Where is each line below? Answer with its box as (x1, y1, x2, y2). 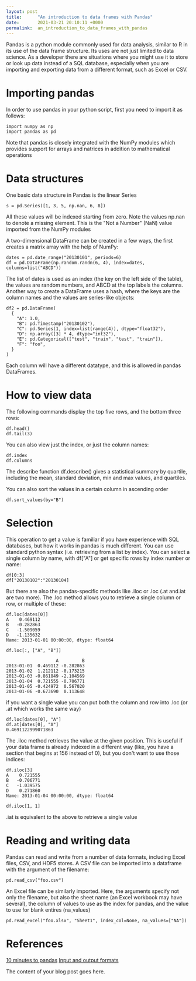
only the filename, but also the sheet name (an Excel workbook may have (6, 893, 183, 901)
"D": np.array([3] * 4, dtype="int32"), (16, 331, 116, 337)
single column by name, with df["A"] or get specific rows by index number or (6, 555, 191, 562)
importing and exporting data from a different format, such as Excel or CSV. (6, 66, 188, 73)
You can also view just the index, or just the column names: (6, 441, 149, 448)
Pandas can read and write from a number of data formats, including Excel (6, 853, 185, 861)
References (6, 938, 63, 950)
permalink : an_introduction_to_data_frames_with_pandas (6, 25, 148, 31)
